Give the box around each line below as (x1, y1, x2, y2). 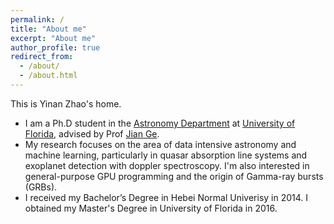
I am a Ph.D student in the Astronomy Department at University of (24, 117, 296, 129)
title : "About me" (10, 24, 87, 34)
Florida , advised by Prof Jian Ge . (24, 127, 160, 140)
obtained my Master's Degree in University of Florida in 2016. (24, 202, 278, 214)
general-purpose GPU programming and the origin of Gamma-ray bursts (24, 170, 324, 182)
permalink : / (10, 14, 65, 25)
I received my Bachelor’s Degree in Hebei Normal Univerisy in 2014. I (24, 191, 309, 203)
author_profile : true (10, 42, 101, 53)
